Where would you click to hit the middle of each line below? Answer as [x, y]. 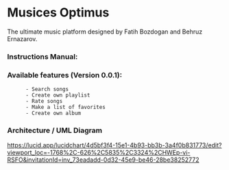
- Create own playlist [58, 95]
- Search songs [47, 89]
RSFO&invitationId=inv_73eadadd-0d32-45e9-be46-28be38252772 [103, 160]
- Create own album [53, 113]
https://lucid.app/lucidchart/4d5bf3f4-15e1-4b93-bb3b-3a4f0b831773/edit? [114, 145]
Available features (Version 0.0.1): [64, 75]
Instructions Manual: [43, 56]
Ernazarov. [22, 38]
